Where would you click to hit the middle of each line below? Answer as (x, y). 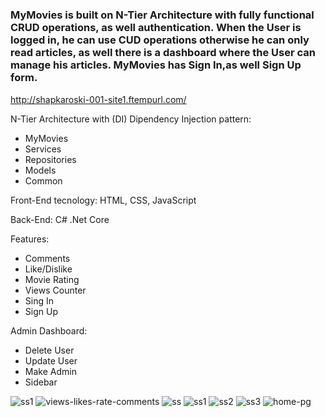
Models (40, 170)
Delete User (49, 350)
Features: (30, 239)
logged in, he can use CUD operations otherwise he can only (160, 40)
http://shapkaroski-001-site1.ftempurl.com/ (98, 99)
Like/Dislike (48, 269)
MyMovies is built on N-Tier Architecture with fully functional (162, 15)
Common (43, 180)
